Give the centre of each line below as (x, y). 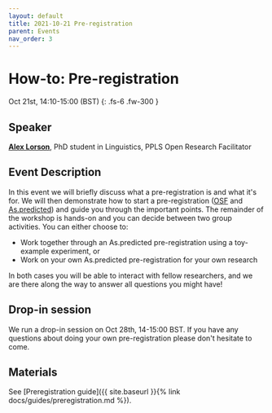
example (35, 251)
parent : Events (34, 31)
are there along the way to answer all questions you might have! (116, 284)
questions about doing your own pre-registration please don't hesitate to (130, 338)
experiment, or (75, 251)
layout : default (36, 16)
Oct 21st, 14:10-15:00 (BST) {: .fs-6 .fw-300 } (83, 102)
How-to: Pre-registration (94, 79)
